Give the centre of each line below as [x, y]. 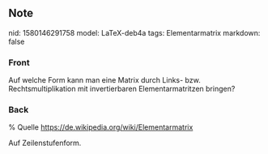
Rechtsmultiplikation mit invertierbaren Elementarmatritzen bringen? [122, 89]
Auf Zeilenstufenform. [45, 143]
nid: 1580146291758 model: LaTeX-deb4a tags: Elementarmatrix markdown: [134, 32]
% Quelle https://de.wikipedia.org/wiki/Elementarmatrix [101, 127]
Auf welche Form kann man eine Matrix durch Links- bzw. [104, 80]
